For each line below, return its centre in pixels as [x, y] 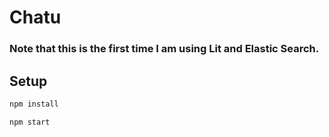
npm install [34, 104]
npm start [30, 122]
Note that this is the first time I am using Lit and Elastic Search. [164, 49]
